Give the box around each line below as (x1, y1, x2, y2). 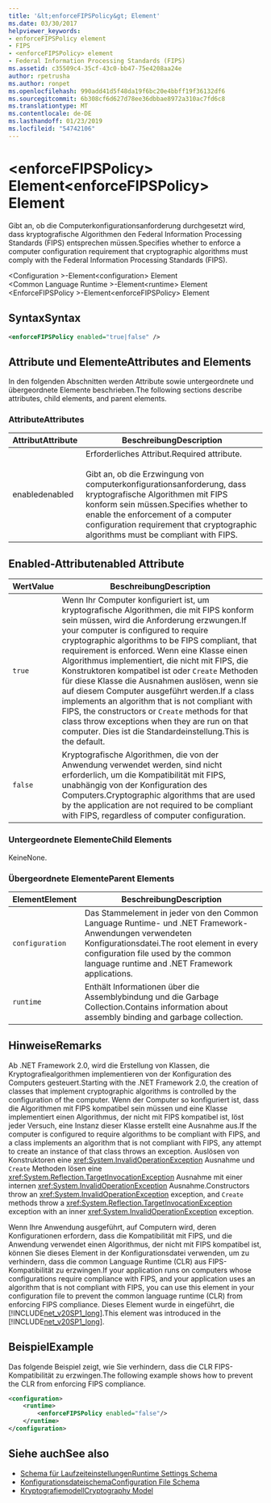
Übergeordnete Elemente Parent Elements (8, 873, 175, 884)
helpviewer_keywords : (8, 27, 81, 35)
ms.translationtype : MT (8, 102, 89, 110)
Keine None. (8, 853, 48, 862)
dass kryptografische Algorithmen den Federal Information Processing (8, 229, 242, 239)
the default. (61, 736, 106, 747)
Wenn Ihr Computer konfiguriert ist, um (61, 595, 210, 606)
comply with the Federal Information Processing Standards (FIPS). (8, 255, 228, 265)
